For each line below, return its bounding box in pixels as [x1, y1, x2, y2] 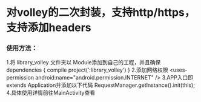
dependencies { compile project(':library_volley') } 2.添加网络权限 [6, 66, 168, 73]
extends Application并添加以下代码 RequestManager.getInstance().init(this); [6, 81, 196, 89]
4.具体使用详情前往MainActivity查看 [6, 89, 96, 97]
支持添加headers [6, 21, 92, 35]
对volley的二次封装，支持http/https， [6, 5, 196, 19]
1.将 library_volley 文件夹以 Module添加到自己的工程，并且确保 [6, 59, 161, 66]
